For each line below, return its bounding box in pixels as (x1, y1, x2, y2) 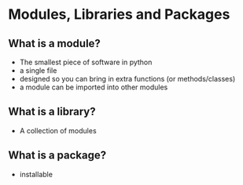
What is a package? (8, 149, 107, 162)
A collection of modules (19, 125, 97, 135)
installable (19, 169, 53, 179)
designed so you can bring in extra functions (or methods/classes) (19, 74, 236, 83)
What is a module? (8, 37, 101, 50)
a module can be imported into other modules (19, 82, 168, 92)
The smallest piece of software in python (19, 57, 153, 67)
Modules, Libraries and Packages (8, 5, 230, 24)
